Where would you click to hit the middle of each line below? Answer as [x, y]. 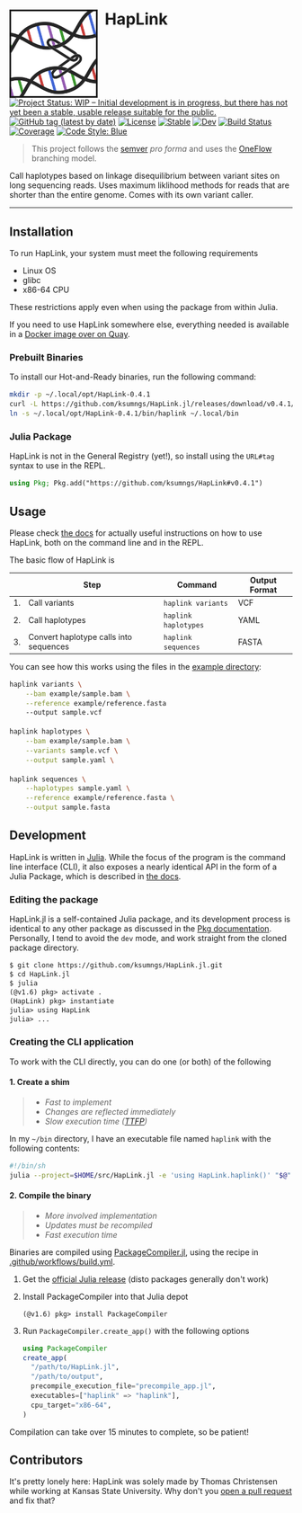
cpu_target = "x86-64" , [71, 1405]
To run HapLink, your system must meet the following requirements [134, 254]
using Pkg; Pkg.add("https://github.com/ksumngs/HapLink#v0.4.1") [136, 484]
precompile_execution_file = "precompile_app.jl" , [124, 1386]
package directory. [44, 948]
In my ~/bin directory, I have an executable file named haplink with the [140, 1138]
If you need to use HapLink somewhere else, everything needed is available [149, 325]
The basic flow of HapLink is [62, 560]
